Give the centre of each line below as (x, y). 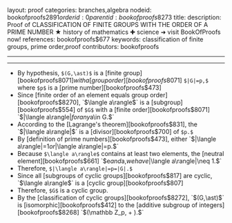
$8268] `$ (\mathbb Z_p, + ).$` (101, 212)
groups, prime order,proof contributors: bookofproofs (83, 47)
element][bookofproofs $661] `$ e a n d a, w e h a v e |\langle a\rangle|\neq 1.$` (119, 161)
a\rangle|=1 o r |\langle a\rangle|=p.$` (68, 146)
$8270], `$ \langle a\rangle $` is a (104, 102)
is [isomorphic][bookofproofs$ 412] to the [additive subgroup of (107, 205)
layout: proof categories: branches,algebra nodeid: (79, 10)
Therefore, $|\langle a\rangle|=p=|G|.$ (75, 168)
